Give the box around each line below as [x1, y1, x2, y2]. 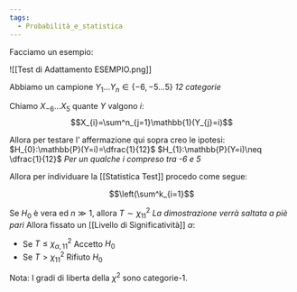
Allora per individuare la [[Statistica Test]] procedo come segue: [9, 171, 248, 182]
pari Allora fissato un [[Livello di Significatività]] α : [9, 219, 196, 230]
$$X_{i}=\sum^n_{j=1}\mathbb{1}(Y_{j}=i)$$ [70, 117, 233, 128]
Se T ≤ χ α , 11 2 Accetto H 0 [22, 236, 116, 251]
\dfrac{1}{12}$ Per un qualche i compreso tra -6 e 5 [9, 154, 201, 165]
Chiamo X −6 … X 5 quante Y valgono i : [9, 101, 144, 114]
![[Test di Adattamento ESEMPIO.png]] [9, 64, 152, 75]
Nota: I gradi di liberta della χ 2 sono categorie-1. [9, 271, 188, 284]
